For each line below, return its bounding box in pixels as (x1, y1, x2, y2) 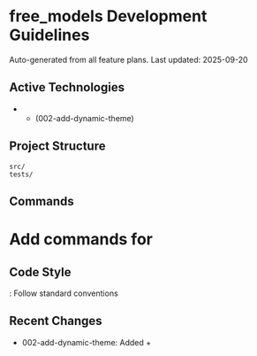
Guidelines (9, 25, 90, 45)
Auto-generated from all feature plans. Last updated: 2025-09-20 (9, 54, 249, 65)
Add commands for (9, 229, 153, 250)
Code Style (9, 264, 72, 280)
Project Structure (9, 139, 106, 154)
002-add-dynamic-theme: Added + (21, 337, 152, 347)
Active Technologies (9, 80, 125, 95)
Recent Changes (9, 313, 103, 329)
